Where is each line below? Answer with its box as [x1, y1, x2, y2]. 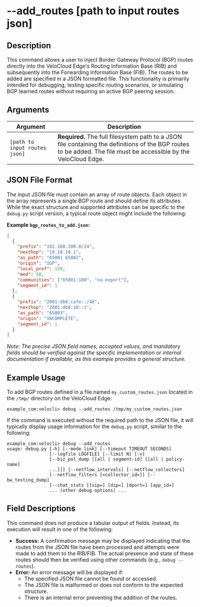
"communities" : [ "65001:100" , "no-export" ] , [17, 277, 129, 283]
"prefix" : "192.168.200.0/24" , [17, 244, 95, 250]
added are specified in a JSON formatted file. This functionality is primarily [7, 75, 189, 82]
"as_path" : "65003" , [17, 310, 68, 316]
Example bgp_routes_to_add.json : [7, 221, 90, 228]
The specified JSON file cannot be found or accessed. [24, 575, 158, 582]
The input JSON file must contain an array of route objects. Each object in [7, 191, 188, 198]
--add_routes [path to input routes [7, 4, 180, 18]
